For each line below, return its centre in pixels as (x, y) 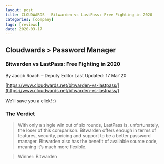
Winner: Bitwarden (37, 157)
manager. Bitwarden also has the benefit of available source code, (88, 142)
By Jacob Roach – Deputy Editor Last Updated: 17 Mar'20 (66, 75)
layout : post (19, 10)
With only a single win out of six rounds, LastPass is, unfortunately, (89, 125)
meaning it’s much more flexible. (52, 147)
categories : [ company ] (29, 19)
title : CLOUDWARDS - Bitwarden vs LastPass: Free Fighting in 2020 (79, 15)
